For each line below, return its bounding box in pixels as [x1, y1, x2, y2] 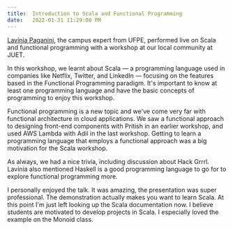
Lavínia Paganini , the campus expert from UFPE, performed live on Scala [7, 35, 216, 44]
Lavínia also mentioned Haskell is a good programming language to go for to [7, 165, 227, 173]
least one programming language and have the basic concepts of [7, 86, 195, 95]
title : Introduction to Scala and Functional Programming [7, 10, 183, 17]
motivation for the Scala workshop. [7, 144, 108, 152]
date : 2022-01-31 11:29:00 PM [7, 17, 101, 24]
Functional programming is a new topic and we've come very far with [7, 107, 206, 115]
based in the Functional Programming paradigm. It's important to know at [7, 79, 218, 87]
